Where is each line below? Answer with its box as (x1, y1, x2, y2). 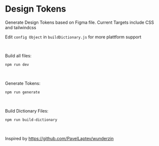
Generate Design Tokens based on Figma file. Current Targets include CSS (5, 19, 154, 25)
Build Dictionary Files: (5, 108, 48, 114)
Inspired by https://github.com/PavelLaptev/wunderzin (5, 135, 114, 141)
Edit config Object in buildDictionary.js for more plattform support (5, 34, 142, 40)
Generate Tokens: (5, 80, 41, 86)
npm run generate (5, 90, 40, 95)
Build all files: (5, 52, 32, 59)
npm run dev (5, 62, 29, 67)
